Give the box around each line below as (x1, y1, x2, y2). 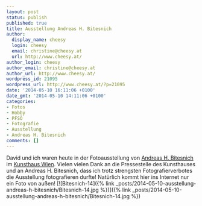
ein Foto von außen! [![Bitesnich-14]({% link (6, 179, 115, 187)
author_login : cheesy (6, 59, 61, 65)
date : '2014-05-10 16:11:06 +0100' (6, 87, 96, 93)
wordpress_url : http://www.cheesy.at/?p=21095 (6, 82, 125, 88)
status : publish (6, 14, 47, 20)
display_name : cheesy (11, 37, 66, 43)
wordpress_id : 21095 (6, 76, 58, 82)
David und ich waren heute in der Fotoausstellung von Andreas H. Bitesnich (6, 154, 194, 161)
